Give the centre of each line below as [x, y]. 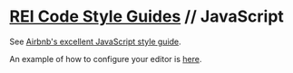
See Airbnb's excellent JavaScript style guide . [95, 41]
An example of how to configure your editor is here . [106, 59]
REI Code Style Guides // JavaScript [146, 17]
